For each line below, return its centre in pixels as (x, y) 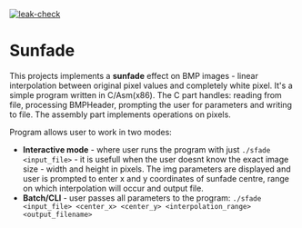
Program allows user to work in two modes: (91, 132)
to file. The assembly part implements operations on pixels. (121, 114)
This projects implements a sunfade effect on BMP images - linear (134, 75)
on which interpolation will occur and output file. (113, 188)
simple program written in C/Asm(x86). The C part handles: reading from (146, 94)
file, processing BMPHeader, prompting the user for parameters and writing (151, 104)
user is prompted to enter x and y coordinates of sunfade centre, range (156, 178)
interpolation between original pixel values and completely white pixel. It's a (151, 85)
